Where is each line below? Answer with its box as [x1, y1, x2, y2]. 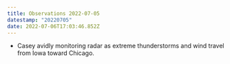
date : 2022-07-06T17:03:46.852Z [7, 23, 100, 30]
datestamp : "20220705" [7, 17, 72, 23]
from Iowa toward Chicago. [17, 49, 95, 57]
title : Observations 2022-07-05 [7, 10, 100, 17]
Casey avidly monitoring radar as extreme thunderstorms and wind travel [17, 42, 224, 50]
